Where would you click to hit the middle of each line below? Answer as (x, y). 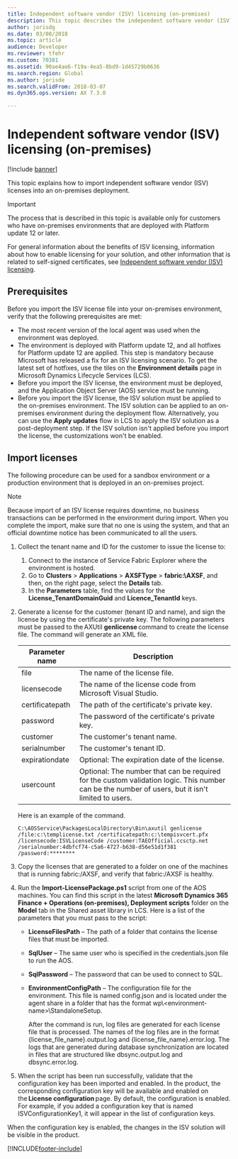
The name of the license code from (137, 684)
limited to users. (106, 798)
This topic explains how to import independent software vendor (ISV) (108, 183)
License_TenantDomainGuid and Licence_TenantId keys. (113, 598)
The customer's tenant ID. (122, 748)
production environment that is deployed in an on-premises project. (106, 483)
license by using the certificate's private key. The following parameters (121, 619)
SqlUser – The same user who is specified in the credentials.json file (128, 952)
